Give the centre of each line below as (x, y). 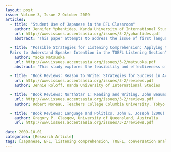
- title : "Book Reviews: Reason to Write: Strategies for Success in (85, 76)
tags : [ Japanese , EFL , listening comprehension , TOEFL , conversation (81, 141)
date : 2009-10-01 (24, 132)
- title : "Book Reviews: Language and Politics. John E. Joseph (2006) (88, 113)
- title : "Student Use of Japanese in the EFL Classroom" (73, 24)
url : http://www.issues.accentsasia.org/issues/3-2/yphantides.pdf (87, 34)
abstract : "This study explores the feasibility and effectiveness (87, 67)
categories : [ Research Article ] (39, 137)
